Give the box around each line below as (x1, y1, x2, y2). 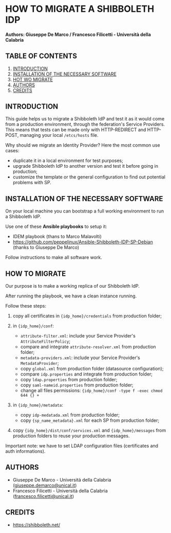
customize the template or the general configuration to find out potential (12, 174, 166, 180)
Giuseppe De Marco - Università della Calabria (12, 476, 111, 483)
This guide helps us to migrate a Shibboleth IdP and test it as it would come (5, 116, 165, 122)
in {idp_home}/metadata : (12, 402, 63, 408)
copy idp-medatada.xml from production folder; (20, 412, 120, 418)
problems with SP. (12, 180, 51, 186)
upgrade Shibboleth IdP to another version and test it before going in (12, 163, 158, 169)
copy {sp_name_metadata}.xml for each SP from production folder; (20, 417, 160, 423)
